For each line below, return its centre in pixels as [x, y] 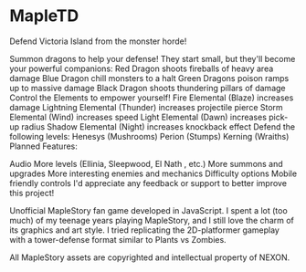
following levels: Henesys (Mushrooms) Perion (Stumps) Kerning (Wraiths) [149, 136]
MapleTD [44, 16]
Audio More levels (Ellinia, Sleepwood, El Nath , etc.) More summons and [146, 163]
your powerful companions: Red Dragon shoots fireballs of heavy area [142, 68]
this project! [32, 193]
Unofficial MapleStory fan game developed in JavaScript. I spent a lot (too [148, 210]
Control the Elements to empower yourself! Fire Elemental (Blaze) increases [152, 98]
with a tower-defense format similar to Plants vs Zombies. [118, 239]
